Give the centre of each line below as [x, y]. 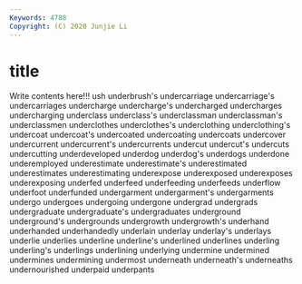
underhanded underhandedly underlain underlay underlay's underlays [141, 231]
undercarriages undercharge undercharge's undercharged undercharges [146, 106]
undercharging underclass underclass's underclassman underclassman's [146, 115]
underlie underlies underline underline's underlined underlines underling [145, 240]
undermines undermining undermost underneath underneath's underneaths [151, 260]
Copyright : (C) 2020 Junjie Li [68, 26]
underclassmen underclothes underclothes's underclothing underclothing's [150, 125]
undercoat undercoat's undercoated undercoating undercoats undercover [148, 135]
